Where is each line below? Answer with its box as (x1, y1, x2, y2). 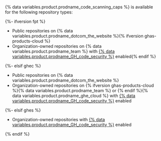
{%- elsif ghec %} (5, 63, 41, 69)
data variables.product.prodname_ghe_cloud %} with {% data (12, 93, 136, 99)
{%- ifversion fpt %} (5, 19, 46, 24)
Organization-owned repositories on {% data (12, 43, 102, 49)
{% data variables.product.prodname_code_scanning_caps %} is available (5, 4, 153, 10)
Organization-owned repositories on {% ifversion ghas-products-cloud (12, 83, 154, 88)
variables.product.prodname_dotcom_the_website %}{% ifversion (12, 33, 144, 39)
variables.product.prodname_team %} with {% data (12, 48, 115, 54)
